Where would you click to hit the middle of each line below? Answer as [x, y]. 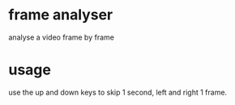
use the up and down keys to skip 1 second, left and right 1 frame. [118, 92]
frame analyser [61, 15]
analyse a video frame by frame [62, 37]
